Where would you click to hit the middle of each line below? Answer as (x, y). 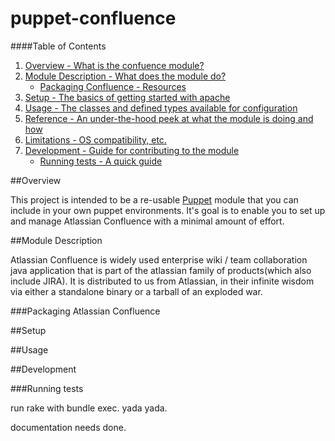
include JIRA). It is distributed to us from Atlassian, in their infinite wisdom (162, 281)
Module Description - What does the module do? (125, 76)
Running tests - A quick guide (101, 161)
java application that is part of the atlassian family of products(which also (161, 270)
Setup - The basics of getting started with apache (127, 97)
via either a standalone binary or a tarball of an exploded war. (136, 291)
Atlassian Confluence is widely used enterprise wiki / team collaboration (159, 259)
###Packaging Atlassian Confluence (85, 311)
